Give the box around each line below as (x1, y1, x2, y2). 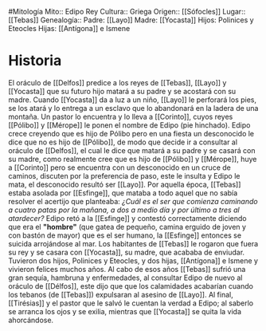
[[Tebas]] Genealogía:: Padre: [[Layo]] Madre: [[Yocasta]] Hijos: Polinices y (8, 15, 254, 25)
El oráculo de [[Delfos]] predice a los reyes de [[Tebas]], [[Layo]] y (8, 77, 227, 87)
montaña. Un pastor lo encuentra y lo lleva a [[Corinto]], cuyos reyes (8, 112, 233, 121)
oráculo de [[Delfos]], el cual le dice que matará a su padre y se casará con (8, 145, 256, 155)
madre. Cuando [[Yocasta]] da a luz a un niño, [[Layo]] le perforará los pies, (8, 95, 257, 104)
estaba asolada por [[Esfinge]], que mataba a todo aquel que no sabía (8, 187, 238, 198)
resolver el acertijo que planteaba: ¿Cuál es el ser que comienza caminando (8, 196, 258, 206)
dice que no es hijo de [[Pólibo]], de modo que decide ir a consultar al (8, 137, 237, 147)
